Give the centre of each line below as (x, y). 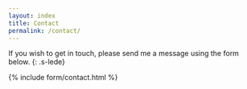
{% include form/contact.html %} (63, 78)
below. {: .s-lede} (37, 62)
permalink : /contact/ (45, 30)
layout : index (32, 16)
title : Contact (34, 23)
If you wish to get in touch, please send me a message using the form (124, 54)
